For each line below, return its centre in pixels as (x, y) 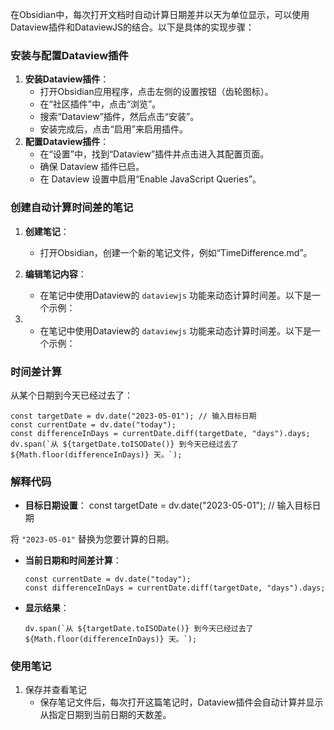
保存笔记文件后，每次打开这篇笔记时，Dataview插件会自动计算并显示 (181, 702)
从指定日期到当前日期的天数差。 (105, 715)
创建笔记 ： (47, 231)
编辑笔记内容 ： (55, 274)
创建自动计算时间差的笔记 (72, 208)
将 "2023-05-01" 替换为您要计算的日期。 (92, 539)
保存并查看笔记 (55, 690)
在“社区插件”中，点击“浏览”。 (100, 104)
